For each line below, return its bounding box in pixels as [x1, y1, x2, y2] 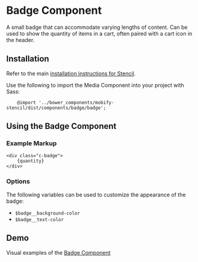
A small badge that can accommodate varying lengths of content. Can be [6, 23, 188, 31]
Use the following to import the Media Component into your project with [6, 81, 185, 89]
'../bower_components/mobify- [38, 99, 114, 105]
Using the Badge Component [6, 121, 117, 131]
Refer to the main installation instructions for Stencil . [6, 70, 136, 77]
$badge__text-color [14, 216, 64, 223]
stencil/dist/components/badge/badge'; [6, 105, 107, 111]
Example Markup [6, 139, 57, 148]
